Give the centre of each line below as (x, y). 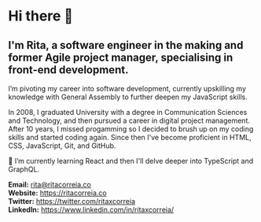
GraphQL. (24, 169)
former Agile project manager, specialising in (121, 57)
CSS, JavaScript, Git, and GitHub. (62, 146)
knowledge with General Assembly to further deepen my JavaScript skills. (128, 97)
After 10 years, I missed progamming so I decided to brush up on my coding (131, 129)
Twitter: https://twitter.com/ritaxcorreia (72, 201)
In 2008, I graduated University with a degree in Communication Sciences (128, 112)
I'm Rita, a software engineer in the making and (126, 45)
